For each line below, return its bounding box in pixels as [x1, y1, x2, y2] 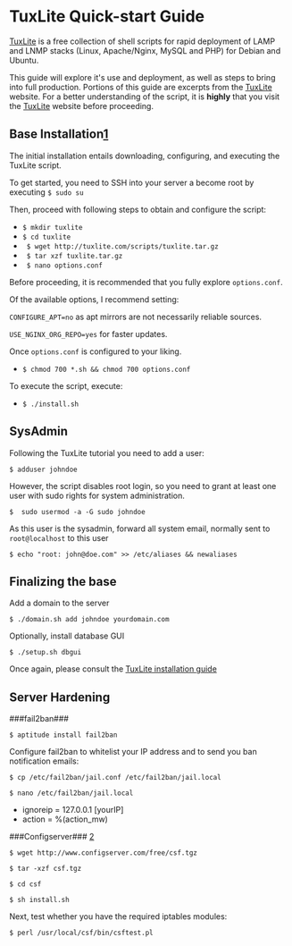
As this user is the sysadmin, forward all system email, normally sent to [9, 523, 271, 534]
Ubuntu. [9, 55, 39, 65]
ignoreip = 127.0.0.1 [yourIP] [21, 805, 124, 815]
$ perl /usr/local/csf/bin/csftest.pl [9, 928, 154, 938]
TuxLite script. [9, 159, 63, 171]
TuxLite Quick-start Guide [9, 6, 205, 27]
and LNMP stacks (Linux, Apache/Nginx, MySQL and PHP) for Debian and [9, 45, 281, 55]
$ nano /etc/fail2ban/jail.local [9, 789, 134, 798]
